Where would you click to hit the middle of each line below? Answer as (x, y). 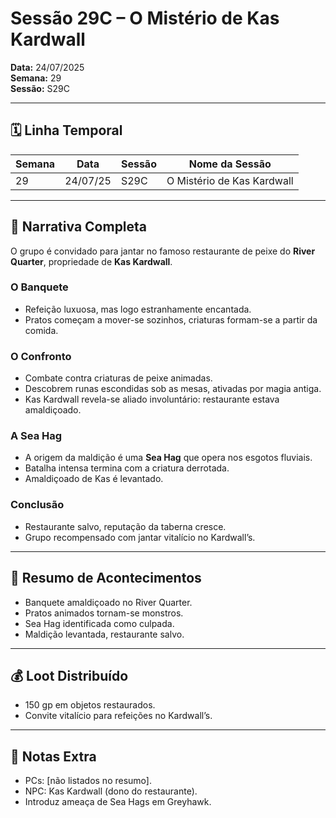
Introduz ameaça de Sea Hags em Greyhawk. (118, 802)
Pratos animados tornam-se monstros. (104, 613)
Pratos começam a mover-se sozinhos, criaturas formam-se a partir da (171, 319)
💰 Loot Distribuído (69, 675)
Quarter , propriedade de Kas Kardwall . (91, 261)
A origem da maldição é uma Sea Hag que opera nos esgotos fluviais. (168, 458)
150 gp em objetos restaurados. (90, 705)
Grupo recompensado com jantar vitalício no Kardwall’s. (140, 537)
